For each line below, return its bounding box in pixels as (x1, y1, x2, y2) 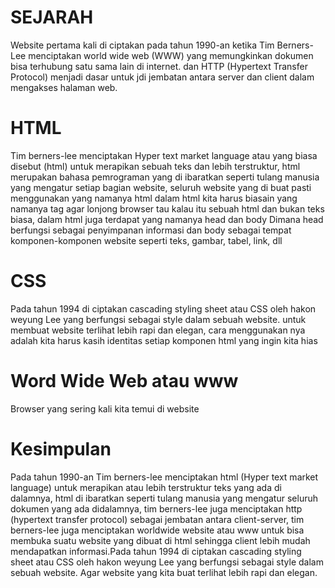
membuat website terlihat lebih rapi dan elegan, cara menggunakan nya (10, 324, 306, 336)
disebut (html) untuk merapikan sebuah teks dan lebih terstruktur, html (10, 160, 301, 172)
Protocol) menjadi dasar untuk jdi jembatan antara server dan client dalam (10, 71, 315, 83)
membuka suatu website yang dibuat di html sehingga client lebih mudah (10, 534, 311, 546)
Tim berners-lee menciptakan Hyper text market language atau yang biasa (10, 149, 318, 161)
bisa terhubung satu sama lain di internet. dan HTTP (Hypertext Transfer (10, 60, 308, 72)
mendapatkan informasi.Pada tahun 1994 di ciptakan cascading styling (10, 545, 302, 557)
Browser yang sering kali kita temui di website (10, 402, 200, 415)
